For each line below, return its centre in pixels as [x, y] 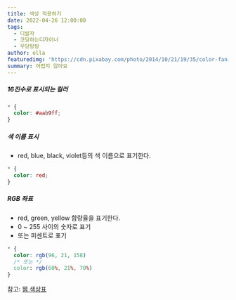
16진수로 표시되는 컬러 [38, 89]
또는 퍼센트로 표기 [42, 235]
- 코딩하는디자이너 [36, 40]
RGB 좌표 [20, 199]
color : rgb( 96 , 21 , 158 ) [50, 255]
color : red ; [31, 176]
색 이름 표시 [23, 136]
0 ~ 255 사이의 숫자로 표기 [54, 226]
